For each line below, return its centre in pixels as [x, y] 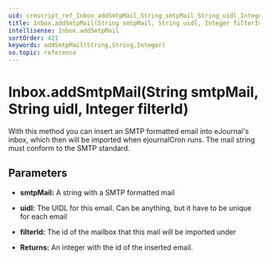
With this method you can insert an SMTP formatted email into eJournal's [129, 131]
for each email [43, 216]
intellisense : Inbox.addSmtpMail [64, 30]
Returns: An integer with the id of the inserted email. [106, 247]
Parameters [38, 173]
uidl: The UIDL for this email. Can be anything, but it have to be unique [136, 207]
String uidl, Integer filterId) [99, 109]
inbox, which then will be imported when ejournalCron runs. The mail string [132, 140]
